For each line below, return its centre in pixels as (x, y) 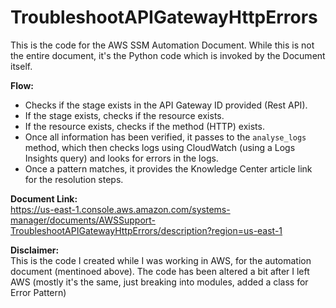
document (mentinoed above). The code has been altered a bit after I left (160, 271)
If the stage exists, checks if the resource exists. (124, 115)
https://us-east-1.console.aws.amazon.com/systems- (120, 209)
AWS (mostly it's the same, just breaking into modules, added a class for (159, 282)
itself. (21, 66)
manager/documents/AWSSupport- (83, 220)
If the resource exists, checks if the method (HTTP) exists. (144, 126)
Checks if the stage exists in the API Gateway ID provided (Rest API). (166, 105)
